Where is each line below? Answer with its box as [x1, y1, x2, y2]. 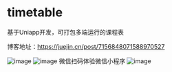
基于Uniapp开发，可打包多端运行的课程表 [7, 28, 125, 36]
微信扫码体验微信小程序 [58, 56, 126, 65]
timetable [7, 5, 63, 20]
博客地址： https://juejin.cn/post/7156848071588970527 [7, 42, 165, 50]
